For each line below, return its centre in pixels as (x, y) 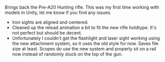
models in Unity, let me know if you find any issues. (58, 12)
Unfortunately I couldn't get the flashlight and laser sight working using (86, 38)
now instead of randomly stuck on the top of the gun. (67, 54)
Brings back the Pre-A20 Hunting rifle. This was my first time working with (82, 7)
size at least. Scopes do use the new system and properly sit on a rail (84, 49)
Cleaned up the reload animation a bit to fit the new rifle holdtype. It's (84, 27)
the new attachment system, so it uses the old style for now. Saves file (85, 43)
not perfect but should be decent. (47, 33)
